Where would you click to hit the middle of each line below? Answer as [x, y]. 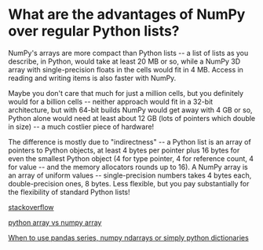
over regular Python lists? [94, 31]
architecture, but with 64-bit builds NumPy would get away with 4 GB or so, [130, 110]
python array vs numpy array [55, 222]
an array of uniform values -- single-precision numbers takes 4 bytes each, [130, 175]
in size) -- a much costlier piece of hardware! [81, 127]
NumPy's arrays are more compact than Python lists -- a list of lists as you [128, 53]
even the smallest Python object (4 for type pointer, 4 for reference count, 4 [131, 158]
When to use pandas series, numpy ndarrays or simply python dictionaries [128, 237]
